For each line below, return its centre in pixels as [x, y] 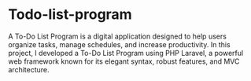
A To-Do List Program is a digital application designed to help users [117, 36]
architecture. [29, 69]
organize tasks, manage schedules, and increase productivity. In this [119, 44]
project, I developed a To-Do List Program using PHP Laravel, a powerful [126, 53]
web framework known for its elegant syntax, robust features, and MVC [124, 61]
